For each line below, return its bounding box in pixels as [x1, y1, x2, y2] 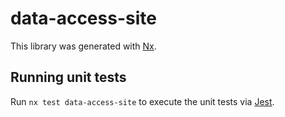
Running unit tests [10, 69, 127, 86]
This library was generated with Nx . [10, 40, 157, 52]
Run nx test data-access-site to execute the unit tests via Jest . [10, 95, 275, 107]
